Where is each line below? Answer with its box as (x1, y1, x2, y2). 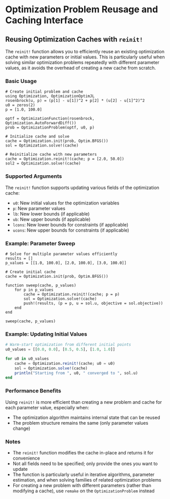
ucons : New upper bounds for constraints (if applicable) (12, 227, 129, 233)
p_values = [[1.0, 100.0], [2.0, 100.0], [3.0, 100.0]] (5, 260, 127, 265)
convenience (12, 455, 40, 461)
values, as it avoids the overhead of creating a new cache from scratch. (5, 65, 156, 71)
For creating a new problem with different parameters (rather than (12, 482, 152, 488)
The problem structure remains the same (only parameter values (12, 420, 149, 426)
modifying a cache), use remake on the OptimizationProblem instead (12, 488, 155, 494)
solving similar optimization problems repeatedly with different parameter (5, 59, 160, 65)
